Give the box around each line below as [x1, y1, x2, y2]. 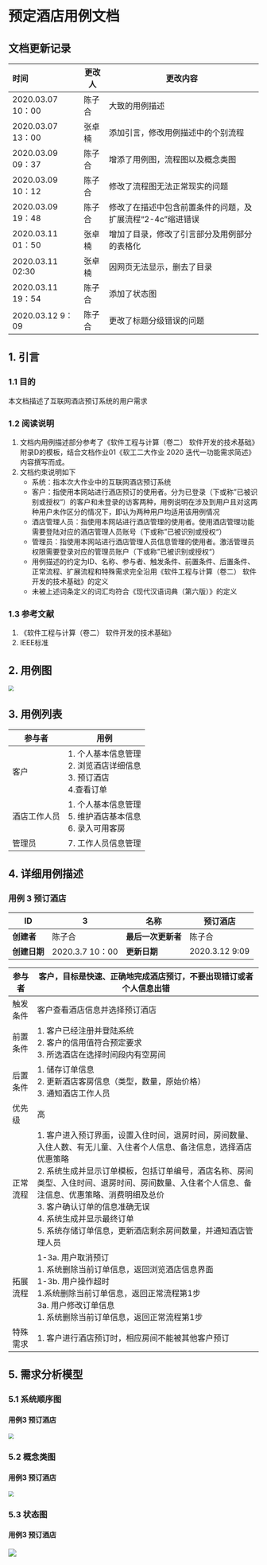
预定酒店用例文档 [8, 7, 121, 25]
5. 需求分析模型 [8, 1368, 83, 1381]
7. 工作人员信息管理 [68, 838, 141, 849]
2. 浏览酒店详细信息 [68, 761, 141, 772]
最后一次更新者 [126, 931, 182, 942]
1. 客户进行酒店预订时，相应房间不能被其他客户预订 [37, 1332, 230, 1343]
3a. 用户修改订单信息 [37, 1299, 115, 1310]
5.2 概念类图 [8, 1451, 56, 1462]
